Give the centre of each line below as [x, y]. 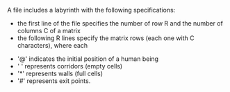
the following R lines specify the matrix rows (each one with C [106, 38]
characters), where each [52, 45]
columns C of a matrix [49, 31]
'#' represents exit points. [54, 81]
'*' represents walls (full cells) [60, 73]
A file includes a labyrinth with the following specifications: [91, 10]
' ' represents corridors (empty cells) [70, 66]
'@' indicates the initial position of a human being [88, 59]
